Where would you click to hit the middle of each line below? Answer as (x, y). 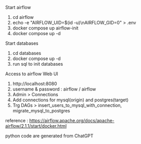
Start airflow (18, 7)
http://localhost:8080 (35, 84)
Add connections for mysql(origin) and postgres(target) (70, 100)
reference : (17, 121)
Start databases (22, 43)
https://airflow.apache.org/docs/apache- (72, 121)
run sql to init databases (38, 64)
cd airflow (23, 17)
